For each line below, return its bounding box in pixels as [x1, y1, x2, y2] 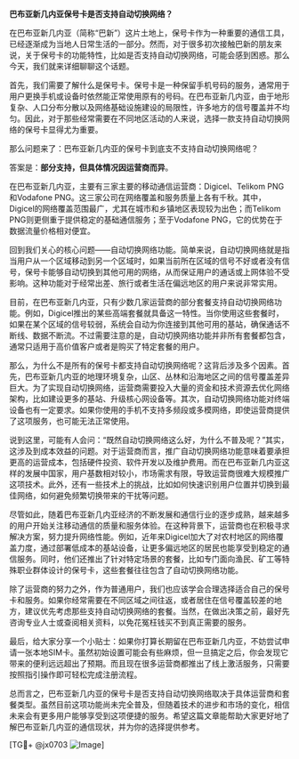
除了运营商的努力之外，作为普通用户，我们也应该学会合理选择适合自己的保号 [9, 584, 290, 594]
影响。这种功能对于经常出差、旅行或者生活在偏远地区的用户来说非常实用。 [9, 278, 282, 288]
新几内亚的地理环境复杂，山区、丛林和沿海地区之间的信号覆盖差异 [47, 371, 290, 382]
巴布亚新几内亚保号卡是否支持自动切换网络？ [9, 9, 174, 19]
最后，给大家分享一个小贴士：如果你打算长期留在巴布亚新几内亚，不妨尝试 [9, 636, 282, 646]
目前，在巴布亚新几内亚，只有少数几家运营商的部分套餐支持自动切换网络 [9, 297, 274, 307]
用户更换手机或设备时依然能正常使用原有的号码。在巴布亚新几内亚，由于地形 [9, 91, 290, 101]
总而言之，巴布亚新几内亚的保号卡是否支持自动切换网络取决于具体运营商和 [9, 689, 282, 698]
